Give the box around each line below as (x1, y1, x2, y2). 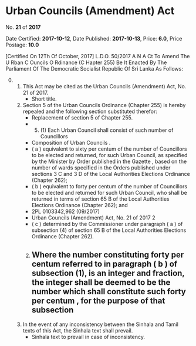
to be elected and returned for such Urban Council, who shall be (31, 189, 187, 196)
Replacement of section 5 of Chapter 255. (31, 114, 133, 121)
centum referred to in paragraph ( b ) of (31, 259, 178, 269)
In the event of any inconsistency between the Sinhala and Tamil (22, 321, 178, 328)
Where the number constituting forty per (31, 250, 184, 260)
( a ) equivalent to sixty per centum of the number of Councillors (31, 145, 187, 152)
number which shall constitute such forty (31, 287, 186, 297)
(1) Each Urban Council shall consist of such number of (40, 127, 174, 134)
